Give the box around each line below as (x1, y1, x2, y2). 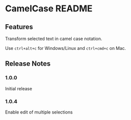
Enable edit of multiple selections (5, 109, 73, 115)
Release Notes (5, 60, 51, 68)
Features (5, 23, 33, 31)
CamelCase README (5, 3, 93, 14)
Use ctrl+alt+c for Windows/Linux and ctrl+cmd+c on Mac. (5, 45, 126, 51)
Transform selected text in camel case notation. (5, 36, 102, 41)
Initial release (5, 85, 32, 91)
